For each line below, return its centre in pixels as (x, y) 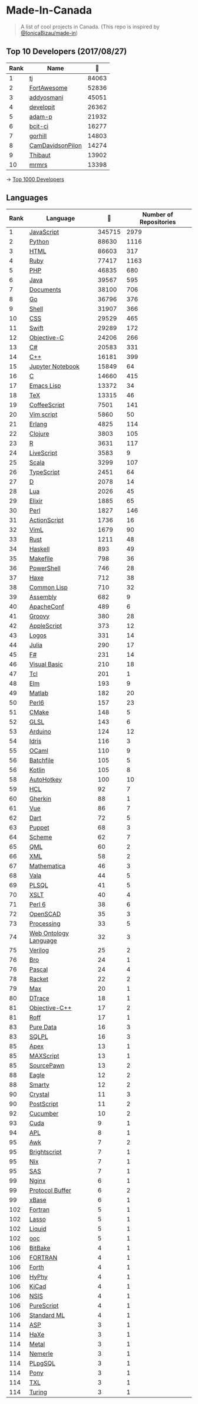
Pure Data (43, 1027)
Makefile (41, 558)
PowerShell (45, 568)
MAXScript (44, 1056)
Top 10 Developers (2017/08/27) (67, 52)
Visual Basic (46, 664)
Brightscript (45, 1152)
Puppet (39, 827)
